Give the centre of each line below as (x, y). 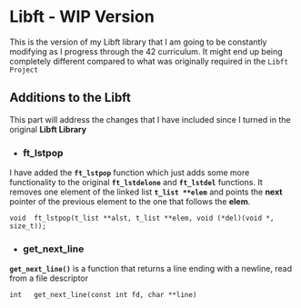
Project (24, 70)
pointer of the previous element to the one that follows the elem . (130, 202)
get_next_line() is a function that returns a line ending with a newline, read (151, 269)
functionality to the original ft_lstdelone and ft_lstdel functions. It (136, 183)
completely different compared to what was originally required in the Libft (149, 61)
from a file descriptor (49, 278)
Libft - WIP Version (82, 17)
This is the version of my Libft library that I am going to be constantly (138, 42)
